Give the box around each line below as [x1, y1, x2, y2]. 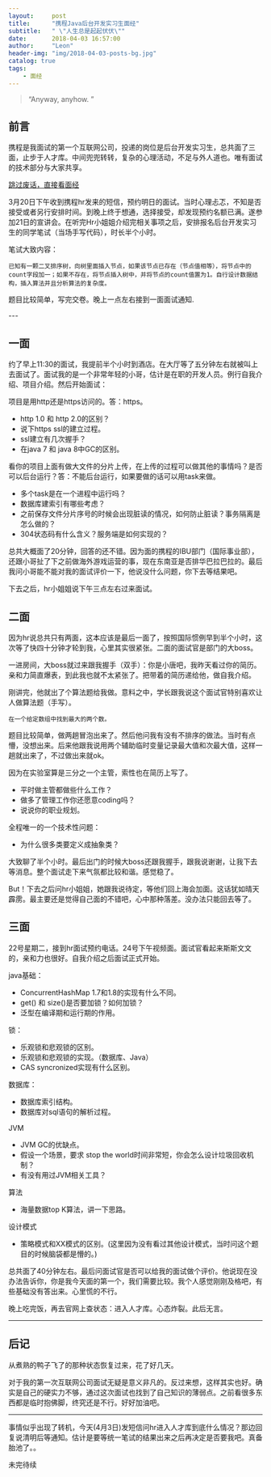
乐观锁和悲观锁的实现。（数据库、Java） [19, 1052, 153, 1062]
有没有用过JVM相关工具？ [19, 1170, 107, 1179]
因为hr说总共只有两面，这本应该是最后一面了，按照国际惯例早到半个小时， [8, 633, 256, 643]
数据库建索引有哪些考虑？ [19, 499, 106, 509]
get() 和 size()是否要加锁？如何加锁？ [19, 997, 144, 1007]
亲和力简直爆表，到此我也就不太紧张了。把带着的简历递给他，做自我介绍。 [8, 671, 256, 680]
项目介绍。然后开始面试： [22, 379, 107, 389]
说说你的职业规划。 [19, 806, 85, 815]
